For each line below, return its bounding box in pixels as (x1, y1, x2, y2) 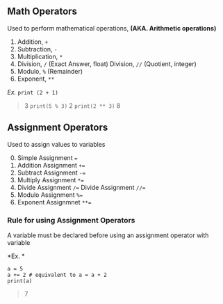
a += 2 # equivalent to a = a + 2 (7, 271, 108, 278)
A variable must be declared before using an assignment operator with (7, 231, 209, 239)
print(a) (7, 278, 33, 285)
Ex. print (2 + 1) (7, 88, 59, 96)
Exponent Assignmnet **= (17, 198, 92, 206)
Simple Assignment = (17, 153, 78, 162)
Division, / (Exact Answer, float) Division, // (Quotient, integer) (17, 59, 197, 68)
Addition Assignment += (17, 161, 85, 169)
